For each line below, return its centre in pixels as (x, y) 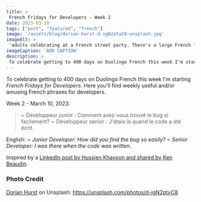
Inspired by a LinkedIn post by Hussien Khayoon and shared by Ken (89, 157)
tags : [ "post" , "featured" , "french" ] (54, 28)
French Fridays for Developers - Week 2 (60, 17)
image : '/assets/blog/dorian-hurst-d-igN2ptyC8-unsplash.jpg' (85, 34)
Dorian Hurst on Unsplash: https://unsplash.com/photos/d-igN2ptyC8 (92, 192)
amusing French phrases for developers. (56, 92)
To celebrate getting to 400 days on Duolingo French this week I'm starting (99, 79)
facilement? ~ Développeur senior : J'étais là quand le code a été (101, 121)
